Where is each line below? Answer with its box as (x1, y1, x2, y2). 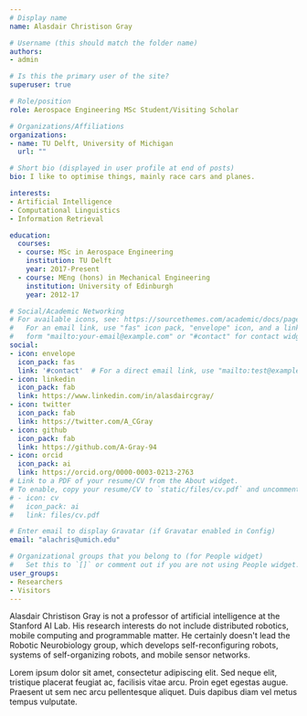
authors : (9, 47, 43, 56)
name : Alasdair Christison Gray (9, 22, 132, 31)
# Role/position (9, 97, 71, 106)
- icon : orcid (9, 451, 64, 460)
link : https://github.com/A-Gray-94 (17, 442, 157, 452)
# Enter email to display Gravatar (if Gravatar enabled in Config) (9, 527, 276, 536)
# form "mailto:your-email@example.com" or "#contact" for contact (9, 332, 281, 342)
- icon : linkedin (9, 374, 76, 384)
